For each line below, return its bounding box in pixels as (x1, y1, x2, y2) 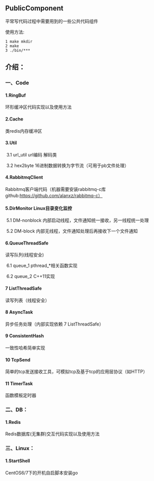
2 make (5, 43, 19, 49)
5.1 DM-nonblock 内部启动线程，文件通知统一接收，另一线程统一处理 (6, 217, 149, 223)
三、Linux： (5, 445, 35, 452)
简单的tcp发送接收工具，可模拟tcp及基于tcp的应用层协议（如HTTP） (5, 369, 148, 375)
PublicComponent (5, 4, 64, 13)
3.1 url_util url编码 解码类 (6, 151, 57, 157)
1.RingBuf (5, 92, 26, 98)
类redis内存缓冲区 (5, 128, 42, 134)
